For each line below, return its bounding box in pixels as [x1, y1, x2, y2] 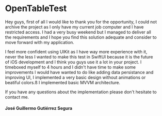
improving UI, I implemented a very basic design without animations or [5, 74, 146, 80]
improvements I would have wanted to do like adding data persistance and [5, 69, 154, 75]
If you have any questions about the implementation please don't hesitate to [5, 89, 157, 95]
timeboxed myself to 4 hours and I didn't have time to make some [5, 64, 136, 70]
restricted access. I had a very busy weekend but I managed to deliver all [5, 29, 151, 35]
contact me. [5, 94, 29, 100]
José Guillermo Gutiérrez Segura [5, 105, 73, 111]
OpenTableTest [5, 3, 67, 14]
